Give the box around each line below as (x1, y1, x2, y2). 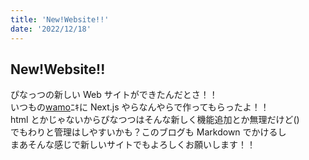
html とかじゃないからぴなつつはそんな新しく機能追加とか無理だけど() (10, 114, 300, 126)
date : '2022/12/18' (10, 24, 92, 34)
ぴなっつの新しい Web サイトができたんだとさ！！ (10, 89, 218, 101)
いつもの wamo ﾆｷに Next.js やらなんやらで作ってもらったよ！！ (10, 101, 270, 113)
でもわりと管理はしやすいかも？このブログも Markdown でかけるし (10, 126, 287, 138)
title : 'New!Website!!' (10, 14, 110, 25)
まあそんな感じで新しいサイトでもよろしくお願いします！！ (10, 139, 256, 151)
